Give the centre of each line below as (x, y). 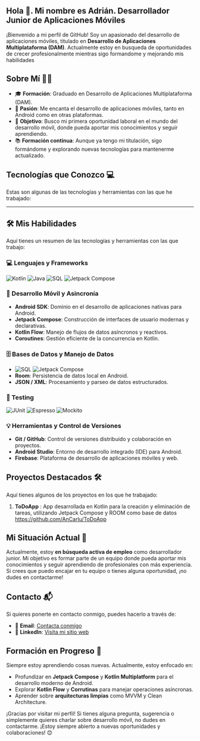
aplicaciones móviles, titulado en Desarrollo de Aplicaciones (81, 41)
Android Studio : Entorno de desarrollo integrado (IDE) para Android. (99, 451)
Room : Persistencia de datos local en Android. (71, 376)
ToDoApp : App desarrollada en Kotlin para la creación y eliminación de (102, 506)
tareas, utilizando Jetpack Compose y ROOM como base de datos (96, 513)
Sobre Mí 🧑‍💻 (29, 79)
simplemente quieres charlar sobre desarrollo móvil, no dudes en (86, 720)
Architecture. (31, 702)
